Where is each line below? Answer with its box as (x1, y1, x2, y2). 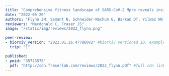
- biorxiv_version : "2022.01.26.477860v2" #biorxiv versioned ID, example (5, 40, 165, 45)
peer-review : (5, 35, 33, 40)
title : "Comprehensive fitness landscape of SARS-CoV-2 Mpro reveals (5, 7, 154, 13)
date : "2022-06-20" (5, 12, 46, 17)
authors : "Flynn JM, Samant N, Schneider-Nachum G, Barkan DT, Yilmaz (5, 17, 156, 22)
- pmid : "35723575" (5, 58, 46, 63)
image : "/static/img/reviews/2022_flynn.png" (5, 26, 102, 31)
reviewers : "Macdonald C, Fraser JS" (5, 21, 84, 27)
